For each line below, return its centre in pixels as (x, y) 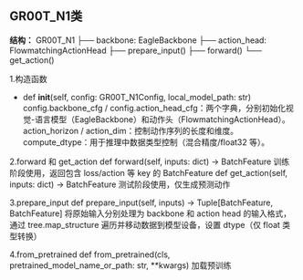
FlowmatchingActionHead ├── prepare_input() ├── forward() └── (136, 50)
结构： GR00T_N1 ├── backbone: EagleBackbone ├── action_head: (138, 40)
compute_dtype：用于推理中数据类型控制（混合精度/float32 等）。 (146, 142)
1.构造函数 (28, 78)
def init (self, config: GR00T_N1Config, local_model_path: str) (137, 97)
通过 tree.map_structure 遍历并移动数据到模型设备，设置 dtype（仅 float (145, 224)
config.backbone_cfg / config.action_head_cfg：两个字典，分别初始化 (154, 108)
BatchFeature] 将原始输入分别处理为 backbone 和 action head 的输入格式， (151, 213)
